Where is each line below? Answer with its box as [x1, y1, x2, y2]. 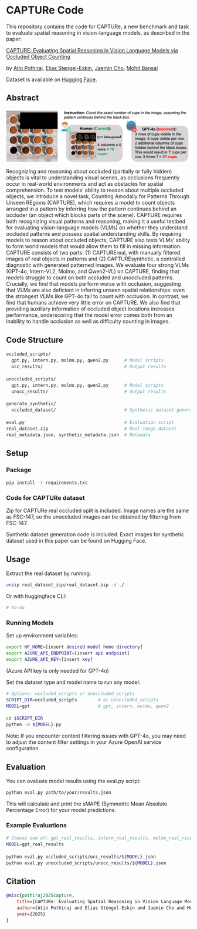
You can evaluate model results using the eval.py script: [6, 777, 141, 784]
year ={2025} [16, 911, 46, 917]
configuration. [6, 745, 40, 752]
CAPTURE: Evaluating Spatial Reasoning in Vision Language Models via [6, 46, 178, 54]
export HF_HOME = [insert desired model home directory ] [6, 644, 143, 650]
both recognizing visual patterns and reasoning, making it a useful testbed [6, 218, 186, 225]
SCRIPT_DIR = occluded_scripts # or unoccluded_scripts [6, 697, 159, 703]
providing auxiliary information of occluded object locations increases [6, 305, 175, 312]
